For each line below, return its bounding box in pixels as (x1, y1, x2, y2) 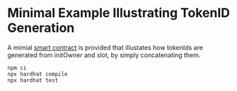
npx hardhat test (7, 76, 59, 84)
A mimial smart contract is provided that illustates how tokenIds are (7, 43, 204, 51)
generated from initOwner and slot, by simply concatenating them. (7, 51, 201, 59)
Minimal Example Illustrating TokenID (7, 5, 231, 21)
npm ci (7, 64, 27, 71)
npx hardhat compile (7, 71, 69, 78)
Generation (7, 20, 75, 36)
